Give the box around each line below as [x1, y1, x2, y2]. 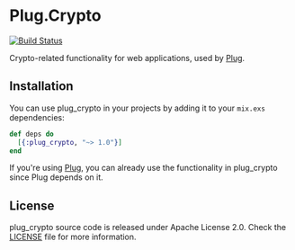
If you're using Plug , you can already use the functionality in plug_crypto [9, 163, 278, 174]
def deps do [9, 129, 54, 138]
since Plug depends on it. [9, 172, 103, 183]
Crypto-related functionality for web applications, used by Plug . [9, 52, 246, 63]
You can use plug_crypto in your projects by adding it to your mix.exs [9, 103, 265, 113]
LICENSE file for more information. [9, 231, 137, 243]
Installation [9, 78, 74, 94]
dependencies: [9, 112, 65, 122]
